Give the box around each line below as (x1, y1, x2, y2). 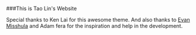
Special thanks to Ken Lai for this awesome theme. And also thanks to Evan (6, 16, 190, 23)
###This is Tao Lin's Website (6, 5, 77, 12)
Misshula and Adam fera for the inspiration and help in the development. (6, 23, 183, 29)
